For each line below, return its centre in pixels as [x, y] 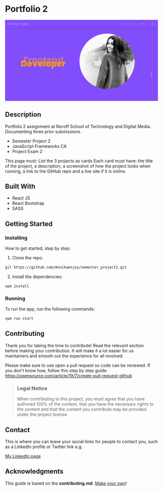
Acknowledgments [34, 471]
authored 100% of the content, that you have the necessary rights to [85, 404]
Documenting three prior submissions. [43, 131]
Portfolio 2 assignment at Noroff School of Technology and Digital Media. [78, 126]
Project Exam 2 [27, 151]
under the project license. [43, 414]
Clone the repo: [28, 258]
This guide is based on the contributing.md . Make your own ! [66, 483]
